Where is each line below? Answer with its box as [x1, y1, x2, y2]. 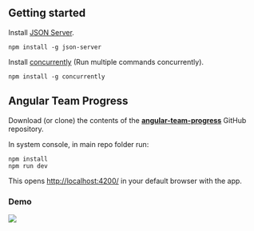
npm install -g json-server [8, 43, 102, 51]
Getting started [8, 6, 86, 20]
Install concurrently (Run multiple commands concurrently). [8, 57, 204, 66]
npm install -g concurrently [8, 72, 105, 81]
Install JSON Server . [8, 27, 74, 37]
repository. [8, 124, 44, 133]
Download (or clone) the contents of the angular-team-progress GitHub [8, 115, 247, 125]
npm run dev [8, 161, 48, 170]
